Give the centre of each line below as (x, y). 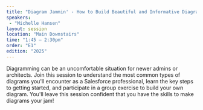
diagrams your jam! (30, 100)
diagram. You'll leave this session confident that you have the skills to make (100, 94)
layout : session (27, 29)
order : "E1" (21, 46)
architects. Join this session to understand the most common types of (93, 75)
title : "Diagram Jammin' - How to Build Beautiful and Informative (93, 12)
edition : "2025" (27, 51)
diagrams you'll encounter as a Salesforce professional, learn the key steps (100, 81)
